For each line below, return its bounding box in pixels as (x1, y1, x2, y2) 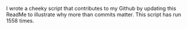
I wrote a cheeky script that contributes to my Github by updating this (6, 5, 177, 12)
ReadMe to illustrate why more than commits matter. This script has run (6, 11, 182, 18)
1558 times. (6, 17, 35, 24)
